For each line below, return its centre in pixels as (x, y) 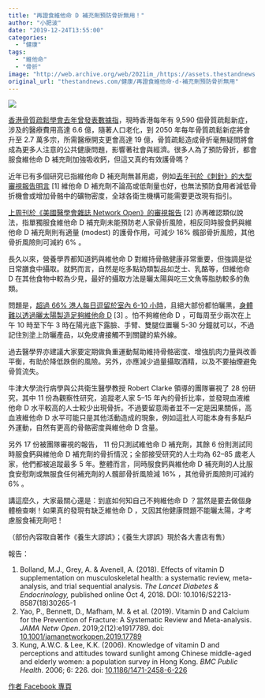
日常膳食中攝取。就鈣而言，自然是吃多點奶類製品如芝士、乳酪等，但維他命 (129, 268)
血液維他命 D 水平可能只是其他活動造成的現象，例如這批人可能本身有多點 (127, 417)
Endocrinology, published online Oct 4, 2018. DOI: (100, 594)
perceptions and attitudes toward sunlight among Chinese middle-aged (135, 653)
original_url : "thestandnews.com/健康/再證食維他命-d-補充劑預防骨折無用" (123, 81)
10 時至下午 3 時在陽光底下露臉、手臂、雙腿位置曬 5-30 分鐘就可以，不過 (136, 325)
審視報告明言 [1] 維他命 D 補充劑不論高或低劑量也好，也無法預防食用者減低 (129, 185)
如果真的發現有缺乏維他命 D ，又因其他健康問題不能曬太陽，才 (144, 510)
